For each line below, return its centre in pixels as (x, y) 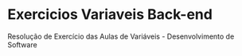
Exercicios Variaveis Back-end (110, 15)
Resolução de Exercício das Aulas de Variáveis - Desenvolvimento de (121, 36)
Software (22, 44)
